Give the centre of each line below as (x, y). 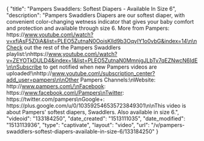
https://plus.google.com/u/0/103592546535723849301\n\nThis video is (96, 105)
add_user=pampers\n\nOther (43, 80)
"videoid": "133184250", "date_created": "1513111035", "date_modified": (96, 119)
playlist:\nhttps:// (27, 54)
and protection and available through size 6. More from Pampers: (88, 28)
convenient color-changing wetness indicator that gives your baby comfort (100, 22)
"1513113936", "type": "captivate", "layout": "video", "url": (78, 125)
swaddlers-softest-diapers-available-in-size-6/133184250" (81, 131)
